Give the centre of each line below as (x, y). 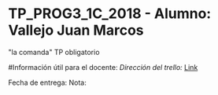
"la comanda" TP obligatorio (54, 52)
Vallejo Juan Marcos (76, 30)
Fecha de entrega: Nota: (47, 82)
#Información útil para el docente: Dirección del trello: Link (103, 67)
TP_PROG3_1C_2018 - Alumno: (110, 14)
